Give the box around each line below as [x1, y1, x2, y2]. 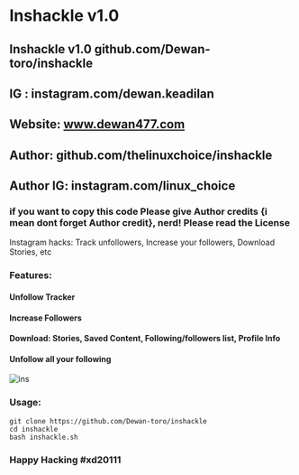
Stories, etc [9, 247, 52, 257]
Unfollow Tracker [9, 291, 76, 303]
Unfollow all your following [9, 353, 112, 364]
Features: [9, 269, 52, 282]
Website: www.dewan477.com [9, 116, 186, 132]
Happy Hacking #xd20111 [9, 453, 122, 466]
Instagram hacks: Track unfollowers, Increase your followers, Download [9, 237, 276, 248]
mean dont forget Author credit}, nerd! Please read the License [9, 217, 291, 229]
